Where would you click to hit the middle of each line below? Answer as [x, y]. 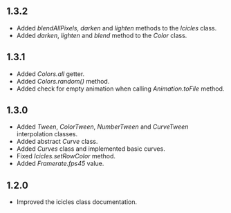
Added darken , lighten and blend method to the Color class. [102, 35]
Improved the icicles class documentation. [77, 202]
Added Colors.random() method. [63, 81]
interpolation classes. [47, 134]
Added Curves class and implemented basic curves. [91, 149]
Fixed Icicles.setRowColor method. [66, 156]
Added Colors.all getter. [50, 74]
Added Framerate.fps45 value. [60, 164]
